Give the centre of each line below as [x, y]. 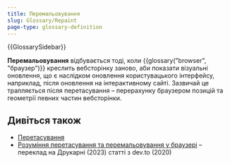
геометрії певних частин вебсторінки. [65, 98]
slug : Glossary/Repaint [42, 20]
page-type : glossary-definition [55, 27]
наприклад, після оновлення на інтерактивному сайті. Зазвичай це [108, 83]
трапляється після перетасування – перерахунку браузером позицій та [115, 91]
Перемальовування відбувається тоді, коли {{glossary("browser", [107, 61]
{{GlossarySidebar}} [37, 47]
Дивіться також [44, 120]
